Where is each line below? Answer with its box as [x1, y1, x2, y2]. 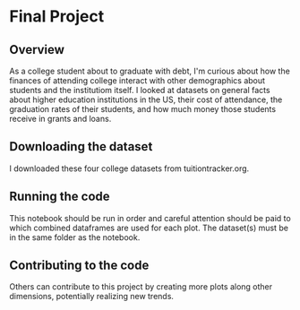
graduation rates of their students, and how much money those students [9, 104, 276, 114]
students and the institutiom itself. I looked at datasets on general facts [9, 85, 270, 95]
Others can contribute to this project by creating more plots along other [9, 281, 273, 292]
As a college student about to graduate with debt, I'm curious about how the [9, 65, 291, 76]
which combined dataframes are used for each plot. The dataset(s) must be [9, 222, 289, 233]
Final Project [9, 6, 105, 27]
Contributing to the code [9, 258, 150, 273]
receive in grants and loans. [9, 114, 112, 124]
